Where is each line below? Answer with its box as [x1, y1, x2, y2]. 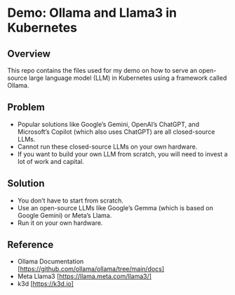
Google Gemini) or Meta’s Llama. [17, 211, 112, 219]
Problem [7, 102, 46, 114]
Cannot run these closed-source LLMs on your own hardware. [17, 142, 198, 151]
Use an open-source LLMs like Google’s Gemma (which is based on [17, 203, 214, 212]
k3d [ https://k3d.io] [17, 280, 74, 288]
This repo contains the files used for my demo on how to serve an [7, 67, 198, 74]
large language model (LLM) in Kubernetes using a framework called [29, 74, 227, 82]
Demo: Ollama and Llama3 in [7, 5, 177, 21]
